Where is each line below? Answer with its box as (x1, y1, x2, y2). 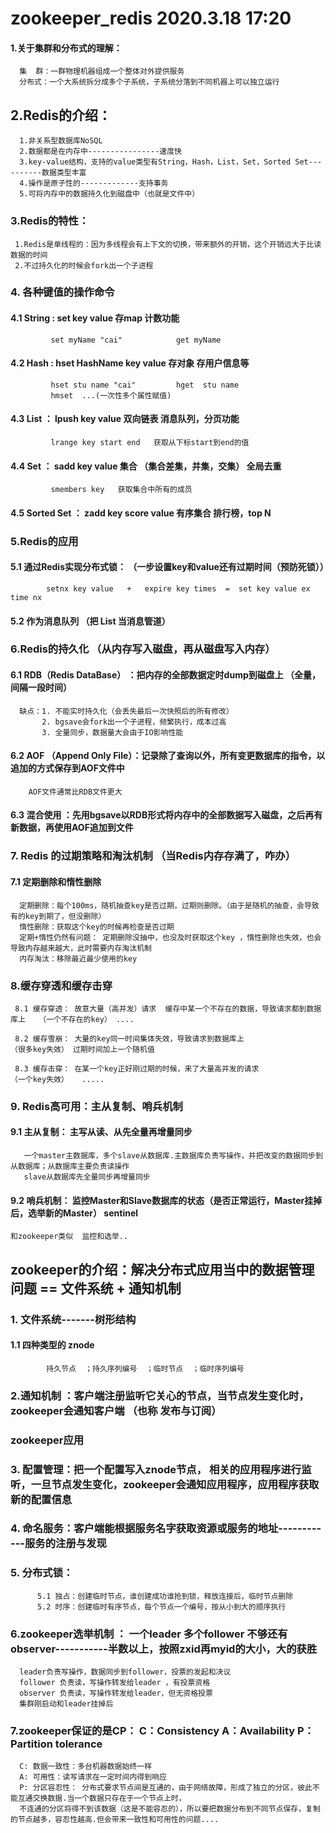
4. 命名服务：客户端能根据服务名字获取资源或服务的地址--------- (10, 1522, 322, 1536)
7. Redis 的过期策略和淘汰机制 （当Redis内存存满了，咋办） (10, 849, 296, 863)
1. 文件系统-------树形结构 (10, 1312, 137, 1326)
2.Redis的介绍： (10, 107, 112, 124)
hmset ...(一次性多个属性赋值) (50, 390, 172, 401)
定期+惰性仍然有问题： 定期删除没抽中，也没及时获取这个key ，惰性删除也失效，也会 (19, 932, 322, 942)
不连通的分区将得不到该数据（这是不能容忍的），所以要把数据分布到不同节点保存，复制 (19, 1804, 321, 1814)
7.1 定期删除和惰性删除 (10, 875, 102, 887)
